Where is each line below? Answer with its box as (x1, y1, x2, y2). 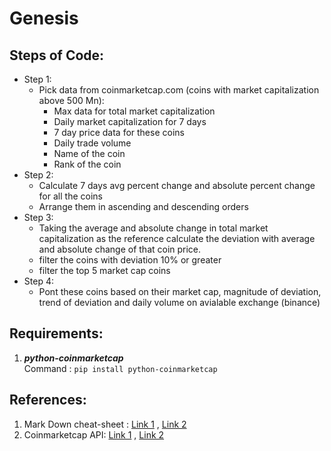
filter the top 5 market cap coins (38, 265, 171, 276)
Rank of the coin (53, 158, 122, 170)
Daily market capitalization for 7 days (53, 116, 207, 127)
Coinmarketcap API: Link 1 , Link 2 (23, 428, 165, 441)
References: (9, 392, 87, 409)
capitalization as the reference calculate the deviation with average (38, 233, 316, 244)
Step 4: (23, 275, 54, 287)
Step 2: (23, 169, 54, 181)
